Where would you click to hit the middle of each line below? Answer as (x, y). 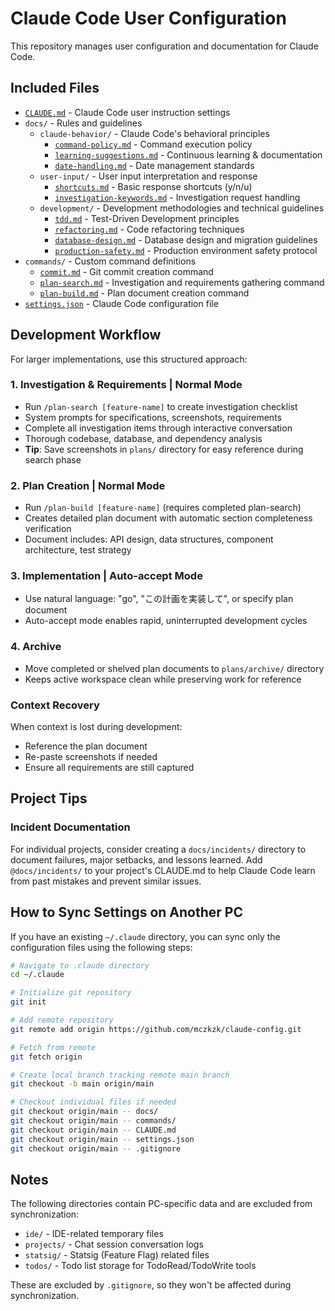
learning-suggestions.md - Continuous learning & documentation (188, 154)
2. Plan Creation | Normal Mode (88, 485)
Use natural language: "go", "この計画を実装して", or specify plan (159, 599)
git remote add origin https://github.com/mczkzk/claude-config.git (156, 1029)
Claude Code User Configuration (148, 18)
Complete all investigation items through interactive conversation (158, 428)
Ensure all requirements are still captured (109, 768)
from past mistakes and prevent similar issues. (106, 881)
